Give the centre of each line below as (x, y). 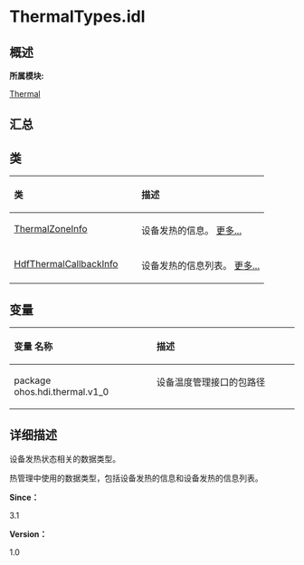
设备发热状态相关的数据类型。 (65, 458)
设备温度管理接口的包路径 (211, 382)
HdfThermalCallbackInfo (66, 264)
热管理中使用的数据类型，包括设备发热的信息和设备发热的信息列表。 (136, 478)
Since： (24, 497)
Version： (28, 534)
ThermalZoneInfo (51, 229)
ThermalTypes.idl (77, 17)
